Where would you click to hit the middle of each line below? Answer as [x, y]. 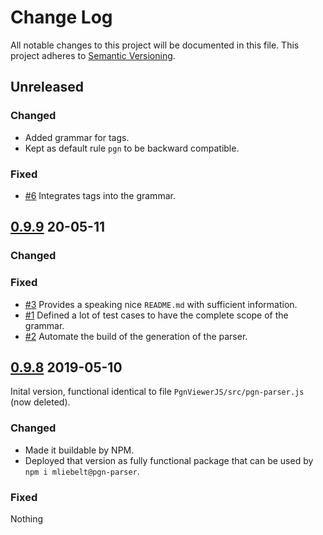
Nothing [27, 518]
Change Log [61, 17]
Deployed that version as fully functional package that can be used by [169, 460]
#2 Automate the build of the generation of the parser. [136, 336]
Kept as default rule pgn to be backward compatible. [132, 148]
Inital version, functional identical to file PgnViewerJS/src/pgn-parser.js [157, 392]
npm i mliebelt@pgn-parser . [82, 471]
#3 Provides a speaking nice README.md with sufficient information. [161, 304]
